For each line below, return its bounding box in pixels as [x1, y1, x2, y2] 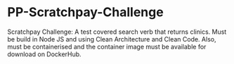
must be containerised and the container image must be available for [7, 42, 207, 51]
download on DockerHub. [7, 50, 82, 58]
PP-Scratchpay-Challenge [7, 4, 164, 20]
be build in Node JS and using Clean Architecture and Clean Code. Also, [7, 34, 216, 43]
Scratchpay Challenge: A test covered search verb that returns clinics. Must [7, 27, 227, 36]
